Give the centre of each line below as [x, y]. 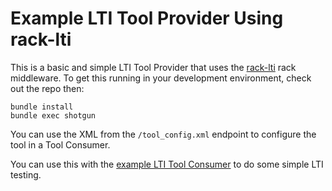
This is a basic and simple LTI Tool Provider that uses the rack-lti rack [153, 67]
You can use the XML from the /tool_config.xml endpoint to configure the [163, 134]
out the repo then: [47, 88]
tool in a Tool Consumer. [60, 144]
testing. [26, 174]
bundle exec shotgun [53, 115]
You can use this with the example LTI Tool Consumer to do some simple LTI [167, 164]
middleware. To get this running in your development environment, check [161, 78]
